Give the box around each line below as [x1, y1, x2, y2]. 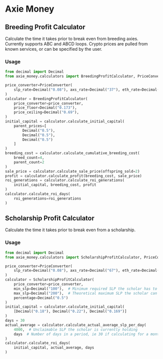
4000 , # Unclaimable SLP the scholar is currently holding [14, 327, 138, 332]
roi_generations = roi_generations [14, 196, 81, 201]
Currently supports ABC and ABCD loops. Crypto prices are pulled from [5, 41, 148, 47]
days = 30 [5, 318, 25, 323]
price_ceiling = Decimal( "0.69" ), [14, 110, 79, 115]
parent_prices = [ [14, 123, 47, 128]
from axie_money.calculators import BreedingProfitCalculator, [5, 74, 136, 79]
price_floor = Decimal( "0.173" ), [14, 105, 77, 110]
